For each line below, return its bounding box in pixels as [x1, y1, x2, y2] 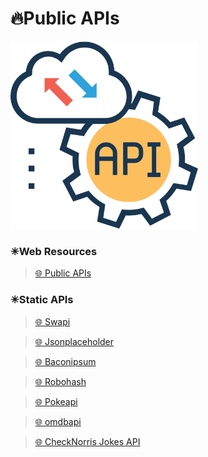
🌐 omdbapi [34, 415, 82, 427]
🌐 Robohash [34, 375, 87, 387]
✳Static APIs [10, 293, 74, 307]
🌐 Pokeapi [34, 395, 78, 407]
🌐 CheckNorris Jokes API [34, 435, 141, 447]
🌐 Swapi [34, 315, 71, 327]
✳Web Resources [10, 244, 98, 258]
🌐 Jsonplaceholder [34, 335, 115, 347]
